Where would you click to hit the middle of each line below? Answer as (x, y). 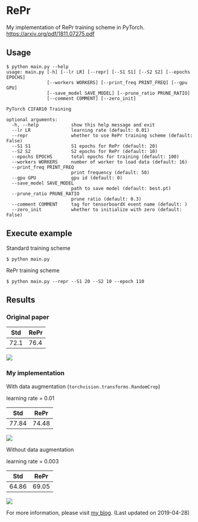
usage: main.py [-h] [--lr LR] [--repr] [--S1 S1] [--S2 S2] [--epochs (98, 72)
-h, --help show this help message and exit (83, 125)
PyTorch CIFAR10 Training (39, 109)
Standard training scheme (38, 248)
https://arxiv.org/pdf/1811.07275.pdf (50, 33)
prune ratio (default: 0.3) (106, 199)
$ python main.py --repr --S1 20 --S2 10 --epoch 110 (75, 281)
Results (21, 300)
